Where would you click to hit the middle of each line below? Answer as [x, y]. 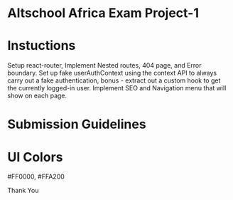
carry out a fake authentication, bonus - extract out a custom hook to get [114, 80]
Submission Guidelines [77, 124]
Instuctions [42, 46]
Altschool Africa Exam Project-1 [103, 13]
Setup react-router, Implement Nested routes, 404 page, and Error [104, 65]
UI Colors [35, 157]
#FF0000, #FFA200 [36, 177]
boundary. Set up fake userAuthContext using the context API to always [112, 73]
